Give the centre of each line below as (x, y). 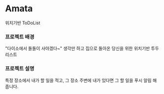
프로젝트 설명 (20, 68)
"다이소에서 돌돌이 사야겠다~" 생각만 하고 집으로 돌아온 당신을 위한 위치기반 (78, 48)
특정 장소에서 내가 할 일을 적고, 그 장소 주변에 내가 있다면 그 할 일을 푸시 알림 (78, 80)
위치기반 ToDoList (23, 23)
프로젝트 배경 (20, 36)
